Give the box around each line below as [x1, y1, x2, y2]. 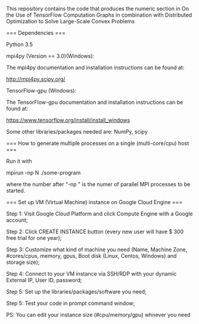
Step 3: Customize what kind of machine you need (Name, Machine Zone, [6, 246, 188, 253]
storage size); [6, 259, 40, 266]
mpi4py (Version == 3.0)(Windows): [6, 53, 94, 59]
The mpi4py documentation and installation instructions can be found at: [6, 64, 185, 71]
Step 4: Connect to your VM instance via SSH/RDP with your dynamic [6, 270, 177, 277]
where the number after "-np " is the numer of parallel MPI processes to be [6, 181, 191, 187]
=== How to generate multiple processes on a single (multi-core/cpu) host [6, 140, 189, 147]
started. [6, 187, 26, 194]
